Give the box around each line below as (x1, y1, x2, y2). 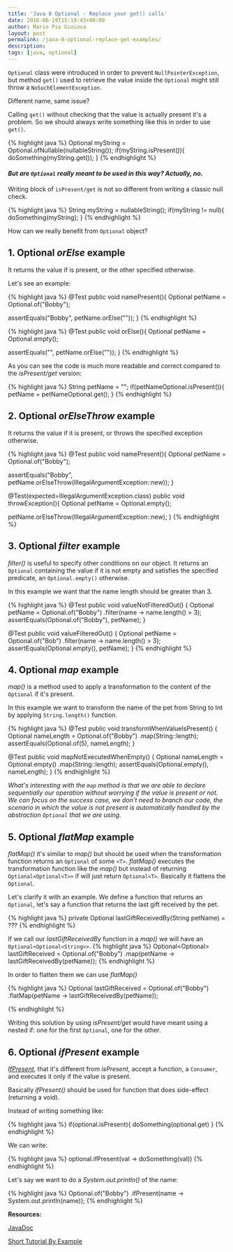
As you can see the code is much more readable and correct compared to (8, 361, 220, 370)
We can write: (8, 1141, 48, 1149)
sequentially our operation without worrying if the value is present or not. (8, 788, 218, 797)
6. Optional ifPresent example (8, 1046, 140, 1058)
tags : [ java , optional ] (8, 50, 77, 57)
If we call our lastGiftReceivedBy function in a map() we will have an (8, 935, 204, 943)
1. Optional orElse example (8, 247, 126, 259)
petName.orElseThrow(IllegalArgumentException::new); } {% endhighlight (8, 513, 220, 521)
